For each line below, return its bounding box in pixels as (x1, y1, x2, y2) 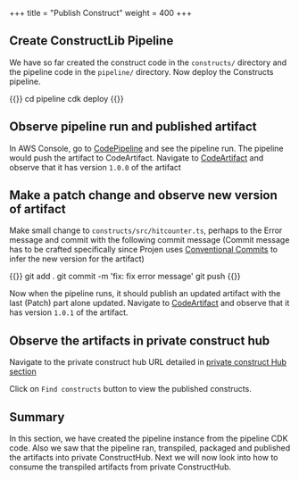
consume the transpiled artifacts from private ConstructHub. (9, 461, 232, 472)
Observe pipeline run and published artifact (9, 120, 257, 135)
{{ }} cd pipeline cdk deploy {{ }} (9, 93, 124, 104)
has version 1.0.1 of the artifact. (9, 307, 129, 318)
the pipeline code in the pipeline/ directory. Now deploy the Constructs (9, 66, 274, 77)
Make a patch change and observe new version (9, 187, 278, 203)
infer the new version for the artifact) (9, 253, 145, 264)
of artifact (9, 202, 66, 217)
